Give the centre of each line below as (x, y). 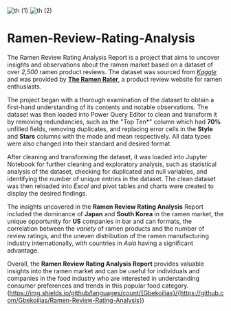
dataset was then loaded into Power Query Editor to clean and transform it (112, 114)
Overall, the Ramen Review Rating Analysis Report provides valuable (106, 264)
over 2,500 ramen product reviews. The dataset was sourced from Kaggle (112, 71)
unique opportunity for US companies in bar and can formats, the (100, 221)
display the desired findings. (47, 193)
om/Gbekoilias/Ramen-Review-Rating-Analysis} (75, 300)
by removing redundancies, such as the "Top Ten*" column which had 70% (114, 122)
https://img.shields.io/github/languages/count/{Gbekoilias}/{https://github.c (117, 292)
